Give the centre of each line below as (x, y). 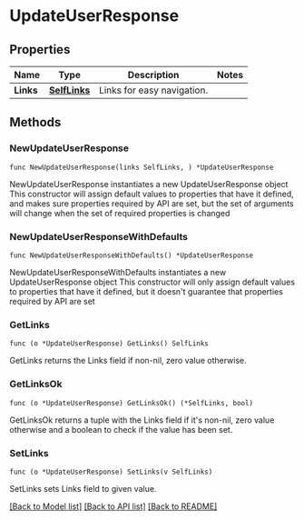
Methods (35, 122)
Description (153, 75)
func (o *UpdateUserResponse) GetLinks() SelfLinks (109, 344)
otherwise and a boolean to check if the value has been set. (121, 429)
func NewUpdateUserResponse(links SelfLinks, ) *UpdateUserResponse (142, 167)
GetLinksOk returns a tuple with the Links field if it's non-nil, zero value (142, 420)
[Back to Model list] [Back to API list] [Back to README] (113, 506)
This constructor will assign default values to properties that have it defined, (152, 194)
